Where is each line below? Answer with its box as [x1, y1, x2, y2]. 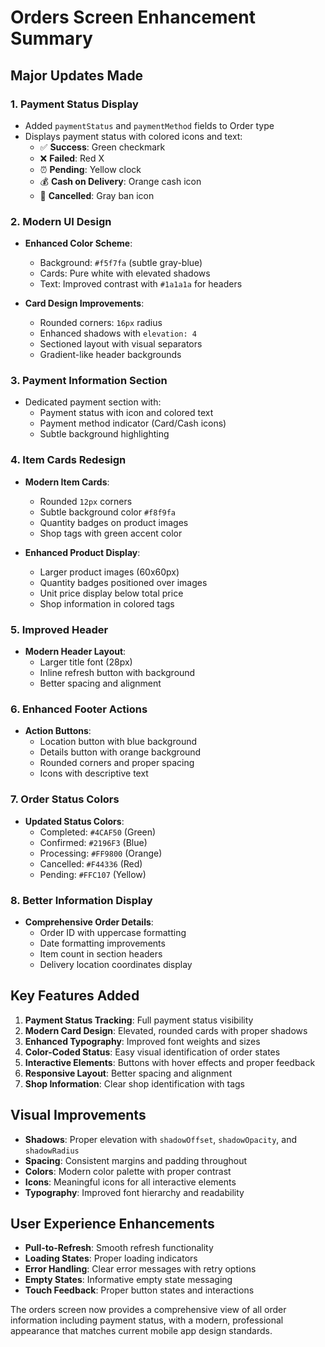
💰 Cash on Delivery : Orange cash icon [39, 175, 202, 187]
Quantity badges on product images [39, 516, 189, 528]
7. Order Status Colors [10, 792, 120, 806]
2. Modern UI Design [10, 214, 112, 228]
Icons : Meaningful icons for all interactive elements [24, 1176, 237, 1188]
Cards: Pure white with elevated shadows [39, 267, 211, 280]
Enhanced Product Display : [24, 546, 141, 558]
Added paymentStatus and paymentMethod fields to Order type [24, 119, 275, 131]
